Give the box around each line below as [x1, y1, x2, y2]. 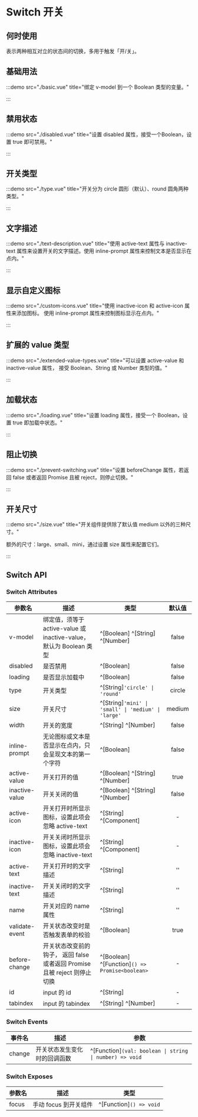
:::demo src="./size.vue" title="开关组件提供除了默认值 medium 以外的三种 [6, 521, 186, 528]
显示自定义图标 [6, 285, 61, 295]
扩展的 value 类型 [6, 340, 70, 350]
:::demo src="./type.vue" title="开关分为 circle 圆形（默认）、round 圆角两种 [6, 185, 189, 192]
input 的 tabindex [42, 1000, 90, 1007]
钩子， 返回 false [42, 951, 90, 959]
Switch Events [6, 1018, 48, 1026]
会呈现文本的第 [42, 750, 84, 758]
